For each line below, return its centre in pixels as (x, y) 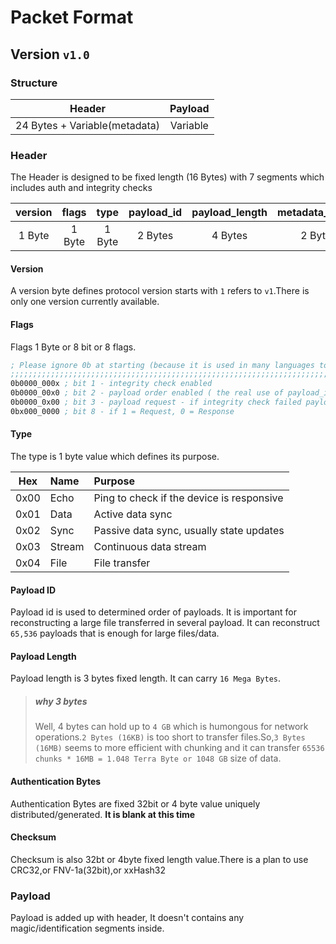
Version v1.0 (50, 54)
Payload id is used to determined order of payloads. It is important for (153, 612)
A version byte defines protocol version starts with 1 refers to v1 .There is (160, 291)
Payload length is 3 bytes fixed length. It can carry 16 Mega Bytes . (146, 678)
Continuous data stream (150, 547)
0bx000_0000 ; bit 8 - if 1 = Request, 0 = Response (122, 411)
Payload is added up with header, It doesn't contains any (127, 918)
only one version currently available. (85, 302)
